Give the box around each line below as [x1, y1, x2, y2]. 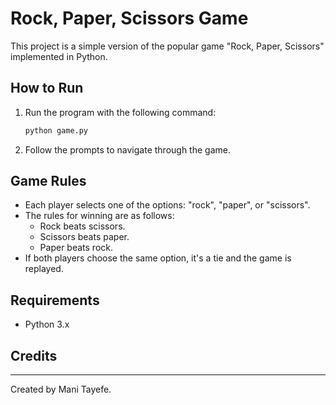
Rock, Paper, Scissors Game [10, 7, 249, 30]
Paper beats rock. [39, 242, 113, 254]
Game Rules [10, 173, 87, 190]
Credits [10, 347, 58, 364]
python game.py [24, 125, 89, 136]
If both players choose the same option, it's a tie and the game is [24, 252, 292, 264]
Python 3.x [24, 318, 70, 331]
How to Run [10, 80, 84, 97]
